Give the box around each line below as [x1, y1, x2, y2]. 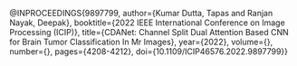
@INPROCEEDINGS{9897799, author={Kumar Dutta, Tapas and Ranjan [9, 8, 273, 18]
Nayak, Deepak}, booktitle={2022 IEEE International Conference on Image [9, 17, 285, 28]
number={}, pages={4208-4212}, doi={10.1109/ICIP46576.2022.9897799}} [9, 46, 288, 57]
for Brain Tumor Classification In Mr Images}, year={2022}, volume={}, [9, 36, 273, 47]
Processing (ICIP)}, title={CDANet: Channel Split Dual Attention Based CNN [9, 27, 290, 37]
